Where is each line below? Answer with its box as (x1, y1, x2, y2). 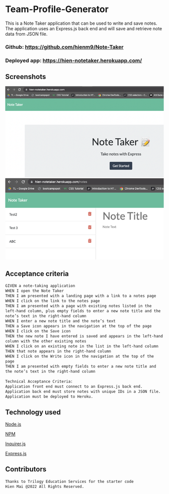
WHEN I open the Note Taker (5, 289, 64, 294)
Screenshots (5, 73, 46, 81)
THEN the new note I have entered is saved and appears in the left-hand (5, 334, 163, 339)
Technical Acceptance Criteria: (5, 379, 73, 384)
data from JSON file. (5, 31, 48, 37)
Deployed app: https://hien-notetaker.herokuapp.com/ (5, 57, 142, 64)
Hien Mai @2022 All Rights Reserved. (5, 484, 84, 489)
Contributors (5, 465, 47, 474)
